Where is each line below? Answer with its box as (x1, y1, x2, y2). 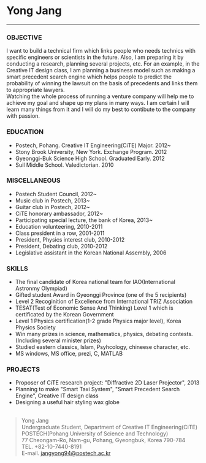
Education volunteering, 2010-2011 (15, 223, 103, 230)
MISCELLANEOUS (6, 176, 61, 185)
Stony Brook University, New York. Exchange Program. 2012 (15, 148, 167, 155)
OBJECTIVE (6, 33, 42, 42)
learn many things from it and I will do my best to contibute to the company (6, 105, 196, 113)
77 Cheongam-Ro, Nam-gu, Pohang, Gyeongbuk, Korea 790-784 (21, 437, 186, 444)
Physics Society (15, 324, 56, 331)
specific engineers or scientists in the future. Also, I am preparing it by (6, 53, 184, 61)
